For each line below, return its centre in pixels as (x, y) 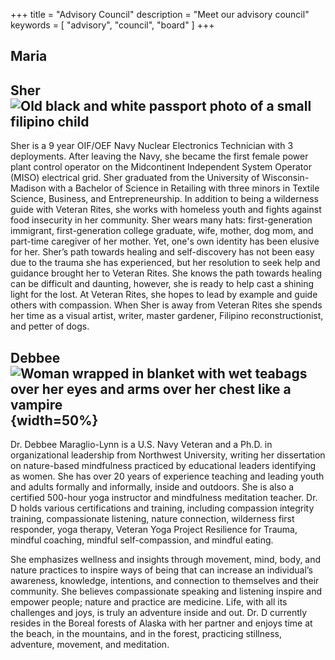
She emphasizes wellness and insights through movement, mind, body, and (166, 560)
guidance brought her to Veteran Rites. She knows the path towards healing (166, 273)
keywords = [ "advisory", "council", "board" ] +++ (112, 25)
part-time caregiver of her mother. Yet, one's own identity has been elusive (165, 241)
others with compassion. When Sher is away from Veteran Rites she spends (166, 305)
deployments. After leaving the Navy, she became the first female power (159, 156)
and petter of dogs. (50, 326)
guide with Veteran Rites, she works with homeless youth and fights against (166, 210)
